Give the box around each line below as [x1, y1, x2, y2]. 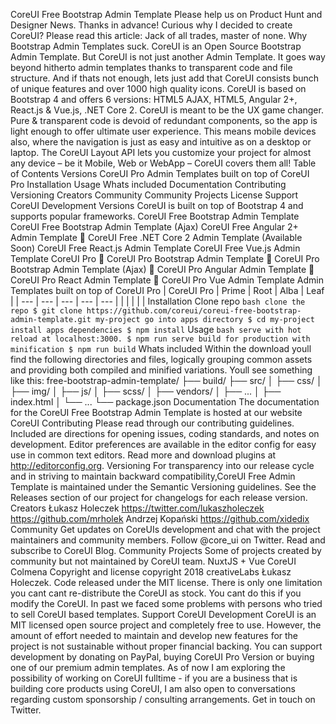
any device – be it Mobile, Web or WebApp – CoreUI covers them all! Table [10, 157, 317, 169]
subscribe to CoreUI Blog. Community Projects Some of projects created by [10, 545, 322, 556]
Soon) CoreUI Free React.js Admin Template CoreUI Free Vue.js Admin [10, 242, 301, 254]
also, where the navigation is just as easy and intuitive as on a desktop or [10, 136, 312, 148]
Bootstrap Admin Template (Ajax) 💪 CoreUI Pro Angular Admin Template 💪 [10, 264, 315, 275]
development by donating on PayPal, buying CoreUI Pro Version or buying [10, 651, 315, 663]
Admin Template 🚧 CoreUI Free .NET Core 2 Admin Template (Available [10, 232, 303, 243]
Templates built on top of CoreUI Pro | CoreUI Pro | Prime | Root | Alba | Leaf [10, 285, 325, 296]
